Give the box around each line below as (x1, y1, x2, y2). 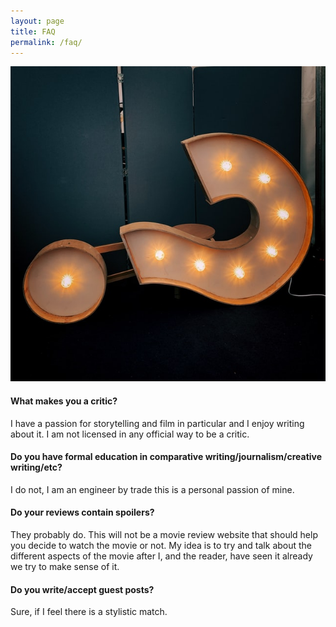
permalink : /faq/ (10, 37, 83, 47)
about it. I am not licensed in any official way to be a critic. (10, 428, 250, 440)
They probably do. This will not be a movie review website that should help (10, 528, 318, 540)
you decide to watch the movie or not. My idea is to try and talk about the (10, 539, 313, 551)
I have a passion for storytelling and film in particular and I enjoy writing (10, 417, 305, 429)
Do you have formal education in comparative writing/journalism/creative (10, 451, 323, 463)
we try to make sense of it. (10, 560, 120, 572)
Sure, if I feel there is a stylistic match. (10, 606, 168, 618)
